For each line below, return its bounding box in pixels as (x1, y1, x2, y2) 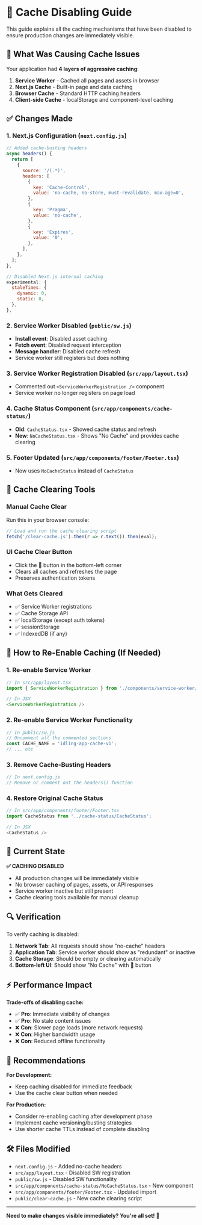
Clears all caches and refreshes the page (14, 568, 117, 575)
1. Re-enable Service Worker (6, 666, 91, 674)
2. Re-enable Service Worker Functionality (6, 716, 133, 724)
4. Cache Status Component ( (6, 405, 94, 413)
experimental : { (6, 279, 47, 285)
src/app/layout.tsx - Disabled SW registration (14, 1169, 130, 1176)
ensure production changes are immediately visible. (6, 31, 135, 39)
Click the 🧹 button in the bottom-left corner (14, 561, 122, 568)
